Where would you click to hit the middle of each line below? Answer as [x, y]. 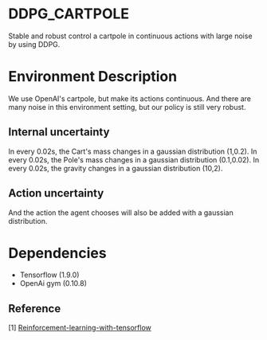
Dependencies [57, 253]
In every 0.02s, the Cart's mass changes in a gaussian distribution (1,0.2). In [133, 151]
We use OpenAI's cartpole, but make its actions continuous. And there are [130, 98]
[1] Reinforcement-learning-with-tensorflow [80, 328]
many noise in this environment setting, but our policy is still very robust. [127, 107]
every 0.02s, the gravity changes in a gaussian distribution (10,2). [116, 168]
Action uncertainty [56, 193]
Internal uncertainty [59, 132]
